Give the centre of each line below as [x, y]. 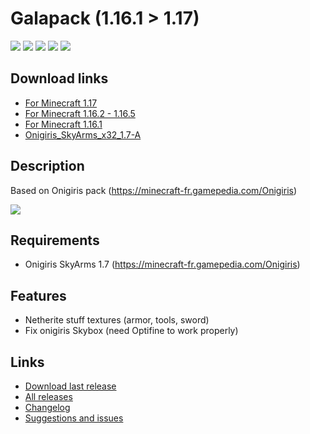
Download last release [70, 386]
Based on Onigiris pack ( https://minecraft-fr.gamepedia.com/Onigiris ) [154, 190]
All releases [48, 396]
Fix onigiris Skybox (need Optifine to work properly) [131, 331]
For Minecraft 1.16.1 [63, 124]
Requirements [55, 240]
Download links [59, 78]
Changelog [47, 407]
